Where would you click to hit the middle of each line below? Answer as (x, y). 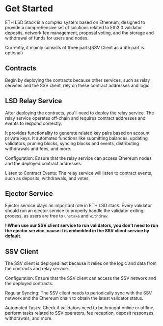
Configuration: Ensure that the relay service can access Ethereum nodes (79, 158)
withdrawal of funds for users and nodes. (47, 38)
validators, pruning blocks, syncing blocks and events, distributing (72, 143)
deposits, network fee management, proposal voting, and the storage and (80, 33)
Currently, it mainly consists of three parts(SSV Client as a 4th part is (75, 47)
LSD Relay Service (34, 101)
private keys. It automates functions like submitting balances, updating (77, 138)
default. (14, 236)
